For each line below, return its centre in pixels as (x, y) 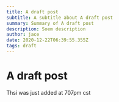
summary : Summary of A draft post (50, 23)
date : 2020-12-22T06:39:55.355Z (47, 40)
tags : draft (21, 46)
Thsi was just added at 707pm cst (49, 92)
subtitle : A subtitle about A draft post (60, 18)
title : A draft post (33, 12)
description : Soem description (46, 29)
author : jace (23, 35)
